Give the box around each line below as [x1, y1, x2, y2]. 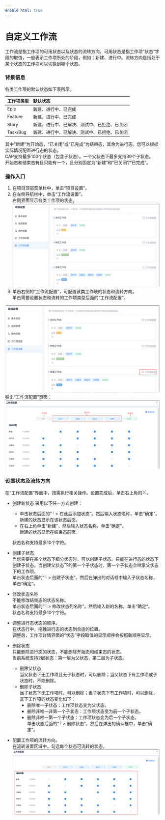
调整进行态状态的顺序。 [12, 620, 60, 626]
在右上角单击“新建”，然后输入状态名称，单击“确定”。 [19, 523, 127, 529]
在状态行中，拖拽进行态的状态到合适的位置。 [12, 626, 103, 632]
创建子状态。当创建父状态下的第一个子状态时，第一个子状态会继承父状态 [12, 562, 159, 568]
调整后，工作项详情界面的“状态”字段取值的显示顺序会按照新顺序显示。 [12, 632, 154, 638]
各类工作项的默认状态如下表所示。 [5, 86, 74, 92]
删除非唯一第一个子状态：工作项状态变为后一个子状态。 [27, 714, 139, 720]
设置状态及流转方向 [5, 478, 51, 485]
